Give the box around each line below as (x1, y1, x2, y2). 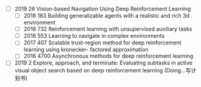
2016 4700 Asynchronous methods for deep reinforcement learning (23, 52, 194, 60)
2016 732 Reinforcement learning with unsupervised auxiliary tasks (23, 26, 192, 33)
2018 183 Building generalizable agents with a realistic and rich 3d (23, 12, 190, 19)
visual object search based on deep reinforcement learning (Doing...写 (14, 67, 191, 74)
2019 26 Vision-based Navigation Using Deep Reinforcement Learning (14, 5, 191, 12)
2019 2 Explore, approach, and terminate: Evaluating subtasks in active (14, 59, 193, 66)
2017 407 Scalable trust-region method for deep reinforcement (23, 39, 182, 46)
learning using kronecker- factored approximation (23, 46, 149, 54)
